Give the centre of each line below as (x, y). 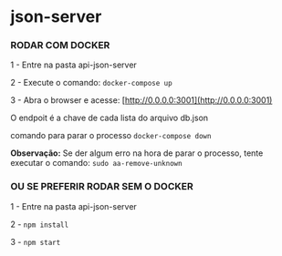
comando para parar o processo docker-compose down (111, 136)
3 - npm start (36, 241)
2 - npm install (40, 224)
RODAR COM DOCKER (60, 46)
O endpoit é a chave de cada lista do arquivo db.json (110, 118)
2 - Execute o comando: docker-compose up (91, 83)
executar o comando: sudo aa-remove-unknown (96, 163)
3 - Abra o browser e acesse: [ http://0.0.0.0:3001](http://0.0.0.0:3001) (141, 100)
